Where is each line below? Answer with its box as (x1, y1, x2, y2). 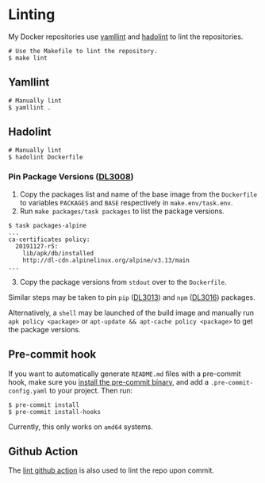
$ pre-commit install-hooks (8, 408, 102, 416)
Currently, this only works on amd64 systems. (8, 422, 153, 431)
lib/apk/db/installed (22, 249, 94, 257)
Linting (8, 6, 56, 24)
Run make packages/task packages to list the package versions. (19, 206, 225, 216)
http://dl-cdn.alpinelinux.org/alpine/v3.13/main (22, 256, 190, 264)
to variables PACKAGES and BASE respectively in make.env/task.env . (19, 197, 233, 207)
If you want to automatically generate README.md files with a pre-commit (8, 369, 241, 378)
